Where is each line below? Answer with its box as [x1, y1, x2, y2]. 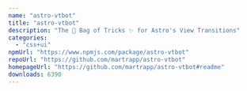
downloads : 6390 [8, 70, 62, 78]
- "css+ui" [15, 41, 51, 49]
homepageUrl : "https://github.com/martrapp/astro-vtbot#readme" [8, 63, 225, 71]
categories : [8, 33, 47, 42]
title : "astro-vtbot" [8, 19, 80, 27]
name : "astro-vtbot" [8, 11, 77, 20]
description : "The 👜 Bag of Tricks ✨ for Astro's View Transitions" [8, 26, 240, 34]
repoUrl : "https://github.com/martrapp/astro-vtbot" [8, 56, 186, 64]
